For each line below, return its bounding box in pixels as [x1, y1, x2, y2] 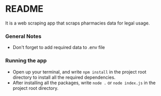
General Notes [5, 33, 42, 40]
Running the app [5, 57, 47, 64]
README [5, 3, 44, 15]
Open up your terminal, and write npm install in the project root [12, 68, 147, 75]
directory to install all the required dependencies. [12, 74, 116, 80]
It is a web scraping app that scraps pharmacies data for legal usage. [5, 20, 150, 26]
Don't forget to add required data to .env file [12, 44, 105, 51]
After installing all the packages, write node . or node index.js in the [12, 80, 156, 86]
